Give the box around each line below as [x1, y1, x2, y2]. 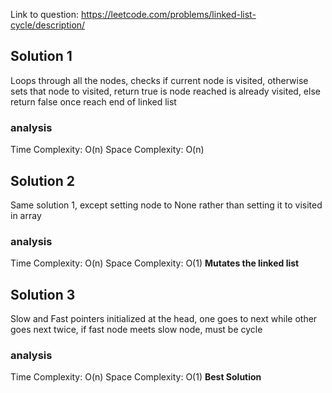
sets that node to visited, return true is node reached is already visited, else [10, 85, 321, 97]
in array [10, 209, 42, 221]
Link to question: [10, 9, 80, 20]
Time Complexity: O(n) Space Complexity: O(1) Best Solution [10, 371, 262, 383]
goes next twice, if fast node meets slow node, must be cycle [10, 324, 263, 336]
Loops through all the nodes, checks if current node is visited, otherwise [10, 74, 309, 86]
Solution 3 [10, 286, 76, 303]
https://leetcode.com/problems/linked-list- [80, 9, 257, 20]
